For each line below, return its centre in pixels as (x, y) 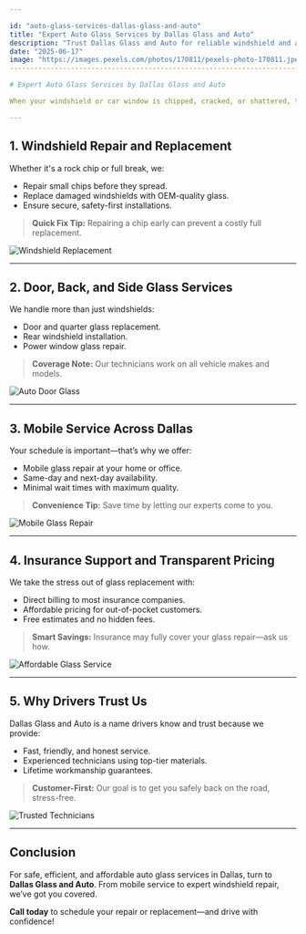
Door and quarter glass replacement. (92, 327)
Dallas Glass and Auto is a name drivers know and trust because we (137, 723)
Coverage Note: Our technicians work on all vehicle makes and (151, 364)
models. (47, 374)
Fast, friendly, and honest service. (87, 751)
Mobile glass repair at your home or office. (102, 468)
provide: (25, 733)
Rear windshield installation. (75, 337)
